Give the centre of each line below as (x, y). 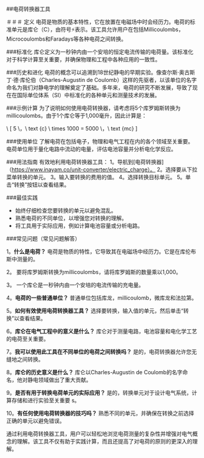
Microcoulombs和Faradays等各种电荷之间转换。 (66, 39)
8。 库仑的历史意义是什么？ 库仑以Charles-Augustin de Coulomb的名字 (94, 372)
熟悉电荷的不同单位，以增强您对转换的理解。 (71, 218)
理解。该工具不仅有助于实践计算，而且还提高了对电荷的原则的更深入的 (104, 441)
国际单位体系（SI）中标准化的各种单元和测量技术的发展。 (88, 95)
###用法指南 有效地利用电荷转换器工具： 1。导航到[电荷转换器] (85, 162)
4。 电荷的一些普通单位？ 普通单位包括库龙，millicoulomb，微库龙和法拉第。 (102, 298)
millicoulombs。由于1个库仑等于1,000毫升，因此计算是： (77, 115)
